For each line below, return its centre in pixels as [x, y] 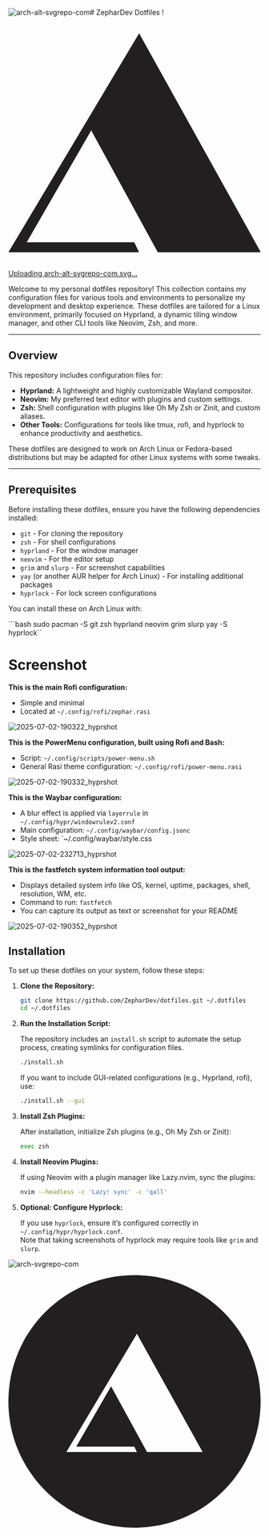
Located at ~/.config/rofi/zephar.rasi [85, 711]
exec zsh [34, 1146]
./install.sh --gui [52, 1101]
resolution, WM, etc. [53, 893]
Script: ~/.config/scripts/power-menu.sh [87, 758]
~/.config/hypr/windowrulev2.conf [77, 822]
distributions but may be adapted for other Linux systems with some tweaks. [134, 457]
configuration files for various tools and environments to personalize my [127, 297]
